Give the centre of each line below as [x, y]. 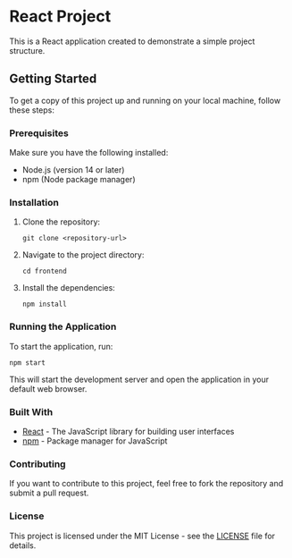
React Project [60, 17]
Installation [34, 202]
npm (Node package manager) [79, 180]
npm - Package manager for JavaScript [95, 441]
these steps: [32, 110]
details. [23, 545]
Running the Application [63, 326]
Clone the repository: [61, 222]
